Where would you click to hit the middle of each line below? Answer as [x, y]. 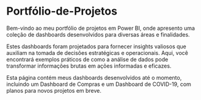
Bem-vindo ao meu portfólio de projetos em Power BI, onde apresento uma [101, 28]
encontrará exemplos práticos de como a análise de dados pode [87, 59]
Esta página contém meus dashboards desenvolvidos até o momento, [94, 77]
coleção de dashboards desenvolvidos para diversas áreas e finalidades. [98, 34]
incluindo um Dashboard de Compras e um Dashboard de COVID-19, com [99, 84]
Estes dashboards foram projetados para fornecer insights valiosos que [96, 46]
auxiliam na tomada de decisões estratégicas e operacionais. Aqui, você [97, 52]
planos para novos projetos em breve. [54, 90]
